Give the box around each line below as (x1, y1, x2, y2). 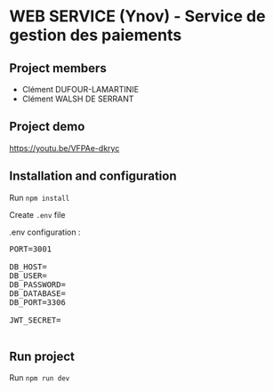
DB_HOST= (9, 261, 47, 272)
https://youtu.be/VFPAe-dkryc (9, 142, 120, 153)
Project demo (9, 119, 85, 134)
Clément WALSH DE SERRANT (21, 93, 134, 104)
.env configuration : (9, 227, 81, 237)
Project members (9, 60, 107, 76)
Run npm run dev (9, 372, 70, 383)
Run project (9, 349, 76, 364)
